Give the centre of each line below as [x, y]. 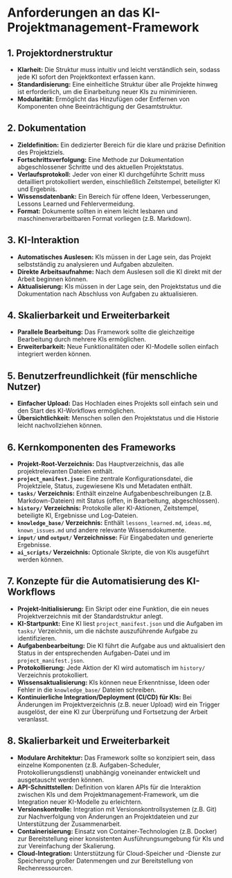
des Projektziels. [41, 152]
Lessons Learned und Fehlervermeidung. [76, 204]
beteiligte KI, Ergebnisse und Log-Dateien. [78, 516]
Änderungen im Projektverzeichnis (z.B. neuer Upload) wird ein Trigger [118, 704]
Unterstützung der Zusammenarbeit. [69, 824]
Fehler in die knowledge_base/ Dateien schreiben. [87, 690]
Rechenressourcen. [45, 868]
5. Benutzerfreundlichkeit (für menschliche [102, 376]
